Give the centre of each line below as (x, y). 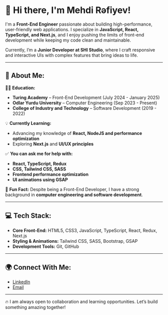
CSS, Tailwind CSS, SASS (39, 169)
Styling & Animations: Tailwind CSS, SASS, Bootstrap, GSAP (75, 241)
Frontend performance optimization (50, 174)
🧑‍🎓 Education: (20, 88)
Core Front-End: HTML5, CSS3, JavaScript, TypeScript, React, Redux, (85, 230)
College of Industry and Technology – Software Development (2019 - (84, 108)
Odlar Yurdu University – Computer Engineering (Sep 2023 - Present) (85, 103)
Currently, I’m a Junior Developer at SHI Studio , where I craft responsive (80, 50)
